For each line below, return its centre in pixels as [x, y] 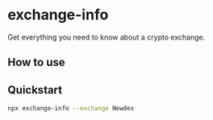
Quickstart [35, 90]
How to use [36, 62]
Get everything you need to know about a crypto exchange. [106, 37]
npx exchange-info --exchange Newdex [71, 109]
